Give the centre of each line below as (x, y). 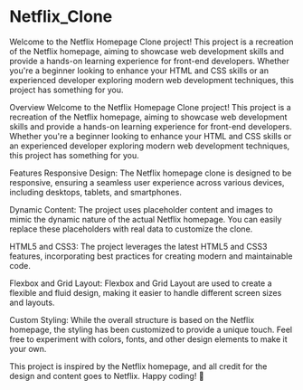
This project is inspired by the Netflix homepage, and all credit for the (138, 366)
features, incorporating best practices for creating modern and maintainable (151, 256)
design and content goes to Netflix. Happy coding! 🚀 (107, 376)
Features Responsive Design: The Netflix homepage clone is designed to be (151, 173)
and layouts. (32, 302)
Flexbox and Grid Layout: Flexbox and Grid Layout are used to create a (141, 283)
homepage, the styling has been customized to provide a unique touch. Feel (151, 329)
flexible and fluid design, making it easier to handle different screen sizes (146, 292)
